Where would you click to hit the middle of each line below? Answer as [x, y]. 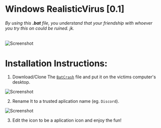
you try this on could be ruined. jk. [40, 28]
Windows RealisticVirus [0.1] [65, 9]
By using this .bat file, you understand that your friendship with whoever [79, 23]
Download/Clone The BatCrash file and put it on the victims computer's [84, 77]
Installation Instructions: [56, 63]
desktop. [21, 82]
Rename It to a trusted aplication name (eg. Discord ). [66, 101]
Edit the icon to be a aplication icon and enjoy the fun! [67, 120]
